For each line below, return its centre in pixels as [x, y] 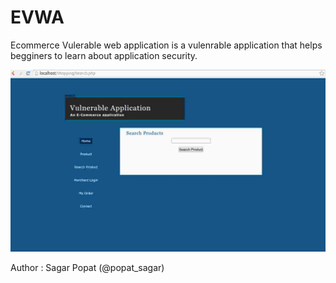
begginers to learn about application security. [104, 55]
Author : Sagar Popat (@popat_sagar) [87, 268]
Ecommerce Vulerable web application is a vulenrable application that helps [166, 45]
